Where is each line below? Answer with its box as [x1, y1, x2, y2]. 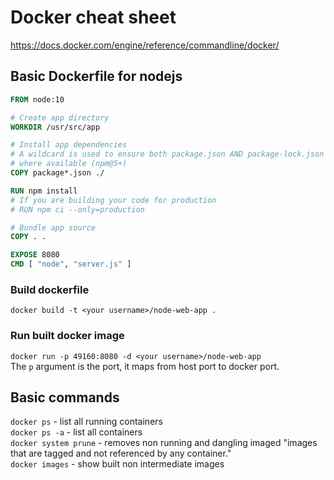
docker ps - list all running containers [10, 416, 163, 428]
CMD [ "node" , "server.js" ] [10, 259, 132, 270]
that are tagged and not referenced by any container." [10, 447, 232, 460]
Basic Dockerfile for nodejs [10, 68, 183, 85]
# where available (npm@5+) [10, 159, 128, 169]
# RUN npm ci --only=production [10, 204, 145, 215]
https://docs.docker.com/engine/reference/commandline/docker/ [10, 39, 280, 51]
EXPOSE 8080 [10, 250, 60, 260]
